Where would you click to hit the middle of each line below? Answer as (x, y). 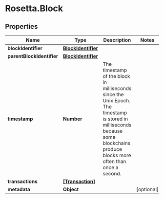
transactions (22, 181)
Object (71, 189)
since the (113, 94)
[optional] (147, 189)
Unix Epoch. (117, 100)
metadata (19, 189)
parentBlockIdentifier (33, 56)
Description (117, 40)
